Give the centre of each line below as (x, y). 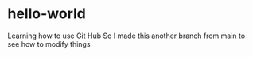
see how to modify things (49, 44)
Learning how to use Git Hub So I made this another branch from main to (127, 36)
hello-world (47, 14)
